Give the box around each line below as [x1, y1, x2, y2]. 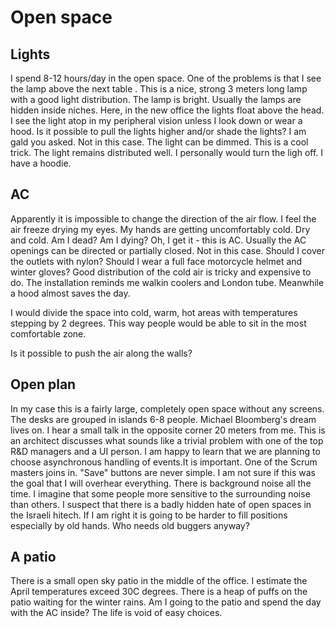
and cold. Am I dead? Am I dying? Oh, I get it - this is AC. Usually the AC [10, 234, 307, 246]
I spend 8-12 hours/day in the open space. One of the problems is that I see [10, 72, 322, 84]
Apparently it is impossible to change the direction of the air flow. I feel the [10, 212, 317, 225]
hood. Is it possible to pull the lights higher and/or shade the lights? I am [10, 126, 307, 137]
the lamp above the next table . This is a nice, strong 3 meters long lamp [10, 83, 308, 95]
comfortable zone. [10, 327, 87, 340]
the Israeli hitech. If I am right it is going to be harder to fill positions [10, 509, 288, 521]
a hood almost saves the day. [10, 287, 131, 299]
